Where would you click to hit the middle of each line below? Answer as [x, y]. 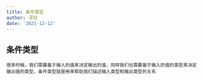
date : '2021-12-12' [31, 23]
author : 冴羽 [22, 18]
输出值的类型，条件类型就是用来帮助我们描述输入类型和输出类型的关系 [81, 72]
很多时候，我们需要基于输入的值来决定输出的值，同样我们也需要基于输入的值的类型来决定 [101, 65]
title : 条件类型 [25, 12]
